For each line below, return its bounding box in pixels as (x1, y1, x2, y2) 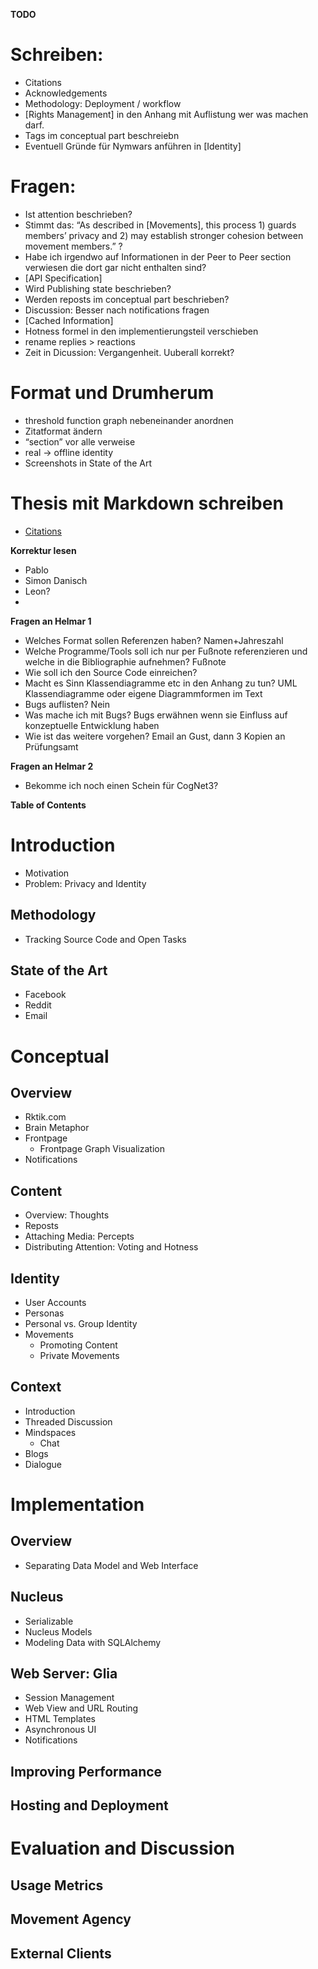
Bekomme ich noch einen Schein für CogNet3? (24, 779, 219, 791)
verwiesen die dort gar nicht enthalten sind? (24, 261, 207, 273)
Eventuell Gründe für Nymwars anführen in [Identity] (24, 140, 242, 152)
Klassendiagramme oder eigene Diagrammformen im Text (24, 687, 263, 699)
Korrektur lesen (10, 544, 77, 556)
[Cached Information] (24, 314, 114, 326)
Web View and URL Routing (24, 1702, 139, 1714)
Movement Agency (10, 1911, 132, 1928)
